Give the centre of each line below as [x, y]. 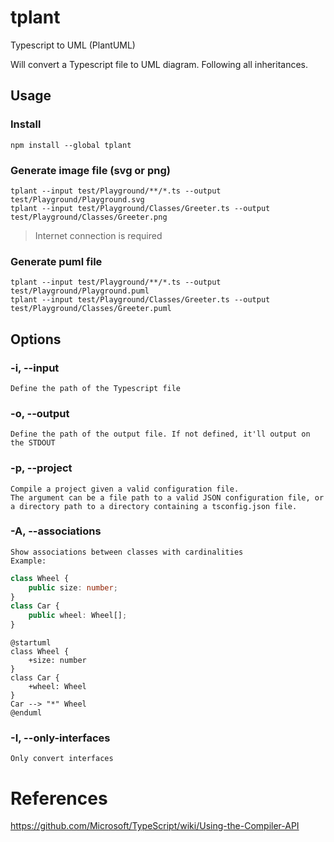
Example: [28, 561]
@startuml [31, 643]
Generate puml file [56, 261]
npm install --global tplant [71, 145]
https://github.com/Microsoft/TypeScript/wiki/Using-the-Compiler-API [155, 826]
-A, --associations [56, 531]
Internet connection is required [98, 235]
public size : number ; [73, 587]
